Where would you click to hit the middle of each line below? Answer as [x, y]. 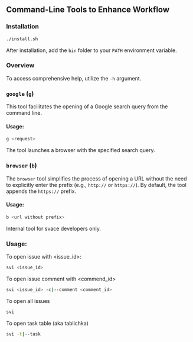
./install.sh [22, 39]
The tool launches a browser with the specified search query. [81, 150]
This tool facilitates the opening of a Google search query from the [87, 107]
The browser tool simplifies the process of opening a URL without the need [97, 178]
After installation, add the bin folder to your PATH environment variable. [91, 50]
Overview [20, 66]
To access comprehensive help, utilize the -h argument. [74, 78]
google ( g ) [20, 93]
